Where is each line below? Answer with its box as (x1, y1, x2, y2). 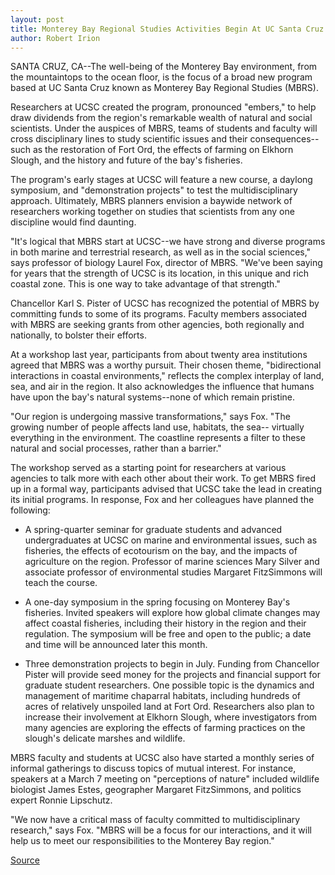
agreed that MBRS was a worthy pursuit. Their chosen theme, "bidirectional (10, 359, 322, 371)
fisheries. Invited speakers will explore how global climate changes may (24, 607, 321, 619)
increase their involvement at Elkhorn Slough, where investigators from (24, 711, 318, 723)
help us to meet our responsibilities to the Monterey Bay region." (10, 835, 275, 847)
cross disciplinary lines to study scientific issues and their (10, 133, 248, 145)
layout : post (10, 14, 65, 25)
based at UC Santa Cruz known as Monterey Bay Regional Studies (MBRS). (10, 82, 319, 94)
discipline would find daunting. (10, 216, 137, 228)
